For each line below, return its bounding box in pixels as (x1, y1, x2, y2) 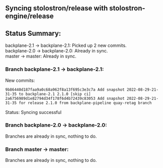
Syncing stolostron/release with (5, 4, 108, 13)
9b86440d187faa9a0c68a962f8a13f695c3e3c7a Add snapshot (5, 87, 125, 92)
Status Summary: (5, 29, 61, 37)
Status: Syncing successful (5, 109, 62, 115)
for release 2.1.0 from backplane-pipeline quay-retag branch (18, 100, 152, 105)
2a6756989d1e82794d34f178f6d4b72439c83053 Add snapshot (5, 96, 125, 101)
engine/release (5, 12, 54, 21)
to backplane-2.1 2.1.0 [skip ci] (18, 91, 92, 96)
